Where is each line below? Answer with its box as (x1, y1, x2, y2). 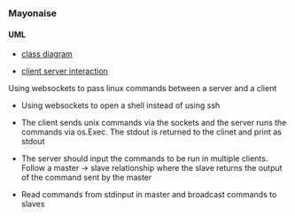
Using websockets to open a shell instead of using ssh (20, 100, 221, 111)
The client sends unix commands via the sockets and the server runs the (20, 118, 287, 128)
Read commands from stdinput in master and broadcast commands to (20, 189, 277, 200)
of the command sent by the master (20, 172, 152, 183)
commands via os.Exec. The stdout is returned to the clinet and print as (20, 127, 283, 137)
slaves (20, 198, 45, 210)
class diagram (20, 49, 73, 59)
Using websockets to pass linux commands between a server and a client (8, 83, 277, 94)
